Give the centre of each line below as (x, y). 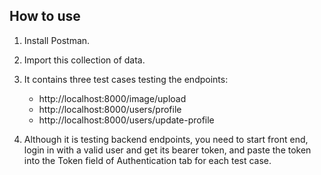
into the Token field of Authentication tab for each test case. (147, 160)
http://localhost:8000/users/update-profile (126, 120)
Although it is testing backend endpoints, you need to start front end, (166, 139)
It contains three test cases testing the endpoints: (126, 79)
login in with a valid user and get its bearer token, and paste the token (167, 150)
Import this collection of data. (84, 60)
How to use (45, 16)
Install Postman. (57, 40)
